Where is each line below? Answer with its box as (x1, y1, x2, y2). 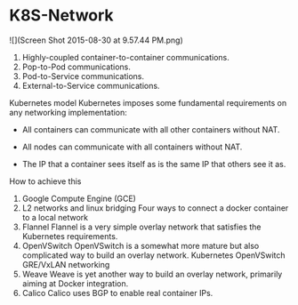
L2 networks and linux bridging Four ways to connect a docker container (21, 202, 289, 213)
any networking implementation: (9, 107, 127, 117)
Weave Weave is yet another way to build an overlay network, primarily (21, 269, 283, 279)
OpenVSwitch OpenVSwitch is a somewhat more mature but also (21, 240, 260, 251)
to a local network (21, 212, 89, 222)
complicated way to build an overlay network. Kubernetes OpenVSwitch (21, 250, 286, 261)
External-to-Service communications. (21, 80, 160, 91)
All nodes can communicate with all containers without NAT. (21, 141, 243, 152)
